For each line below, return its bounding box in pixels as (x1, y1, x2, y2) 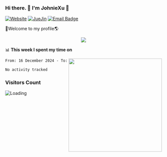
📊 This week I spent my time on (5, 47, 73, 53)
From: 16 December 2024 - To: (5, 58, 68, 64)
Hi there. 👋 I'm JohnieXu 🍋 (5, 4, 70, 11)
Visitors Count (5, 79, 41, 86)
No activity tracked (5, 67, 48, 73)
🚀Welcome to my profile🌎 (5, 26, 59, 32)
